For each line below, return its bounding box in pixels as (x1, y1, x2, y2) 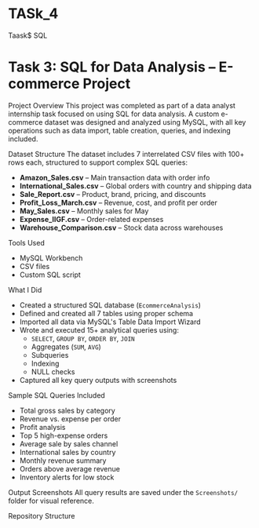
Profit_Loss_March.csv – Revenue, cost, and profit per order (19, 198, 217, 207)
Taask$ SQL (8, 31, 48, 40)
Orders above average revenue (19, 464, 120, 473)
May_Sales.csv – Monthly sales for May (19, 206, 149, 216)
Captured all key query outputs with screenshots (19, 375, 177, 384)
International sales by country (19, 447, 116, 457)
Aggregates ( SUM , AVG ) (31, 342, 102, 351)
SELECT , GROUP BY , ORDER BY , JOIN (31, 333, 135, 343)
